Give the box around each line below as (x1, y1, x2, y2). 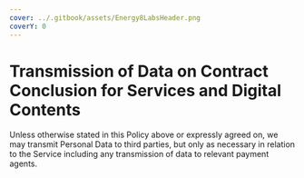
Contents (9, 99, 82, 120)
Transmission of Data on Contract (9, 61, 270, 82)
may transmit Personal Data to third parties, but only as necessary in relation (9, 139, 296, 150)
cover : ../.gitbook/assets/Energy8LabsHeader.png (9, 13, 201, 23)
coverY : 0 (9, 22, 47, 31)
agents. (9, 158, 38, 169)
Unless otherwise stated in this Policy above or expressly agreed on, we (9, 129, 279, 141)
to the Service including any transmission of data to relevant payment (9, 149, 270, 160)
